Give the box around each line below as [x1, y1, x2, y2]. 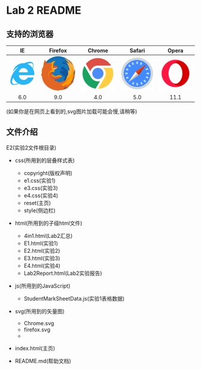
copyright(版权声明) [23, 169, 73, 176]
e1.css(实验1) [23, 177, 56, 184]
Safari [129, 47, 145, 54]
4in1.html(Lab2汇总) [23, 232, 73, 239]
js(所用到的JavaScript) [14, 282, 71, 289]
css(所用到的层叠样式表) [14, 157, 75, 164]
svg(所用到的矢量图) [14, 307, 65, 314]
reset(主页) [23, 199, 51, 206]
